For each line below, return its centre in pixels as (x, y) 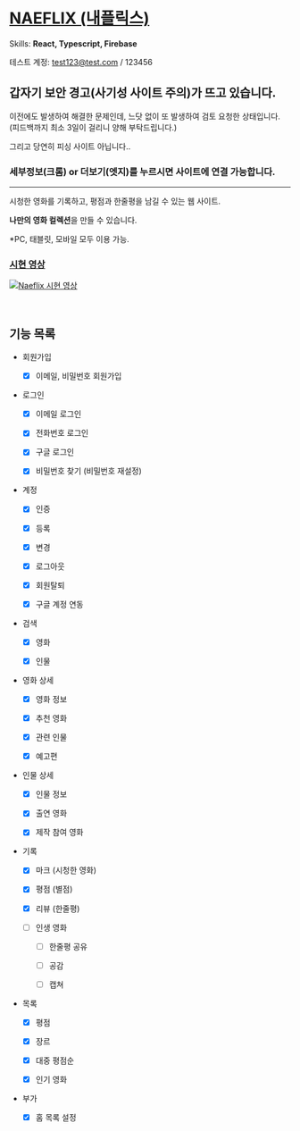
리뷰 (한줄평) (58, 909)
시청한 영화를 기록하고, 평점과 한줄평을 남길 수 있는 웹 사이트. (115, 201)
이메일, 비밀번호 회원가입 (79, 376)
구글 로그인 (54, 452)
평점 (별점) (54, 889)
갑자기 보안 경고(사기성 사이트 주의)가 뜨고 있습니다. (143, 93)
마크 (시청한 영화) (66, 870)
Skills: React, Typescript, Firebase (73, 43)
